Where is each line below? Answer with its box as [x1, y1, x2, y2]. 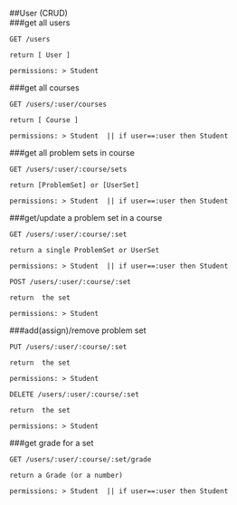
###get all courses [9, 82, 80, 93]
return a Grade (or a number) [9, 471, 124, 480]
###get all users [9, 17, 71, 28]
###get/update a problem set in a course [9, 213, 163, 223]
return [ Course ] [9, 116, 79, 125]
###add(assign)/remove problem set [9, 325, 147, 336]
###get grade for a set [9, 438, 94, 448]
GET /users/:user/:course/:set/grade [9, 455, 152, 464]
